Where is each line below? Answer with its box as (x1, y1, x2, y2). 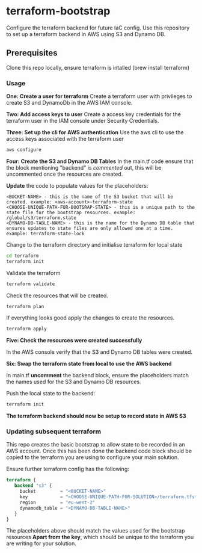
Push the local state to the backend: (6, 390, 96, 397)
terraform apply (6, 326, 47, 332)
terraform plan (6, 303, 44, 309)
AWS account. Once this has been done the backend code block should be (6, 447, 192, 455)
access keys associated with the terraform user (6, 135, 124, 143)
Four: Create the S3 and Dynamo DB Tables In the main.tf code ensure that (6, 158, 194, 165)
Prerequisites (6, 48, 58, 58)
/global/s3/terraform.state (6, 215, 77, 221)
